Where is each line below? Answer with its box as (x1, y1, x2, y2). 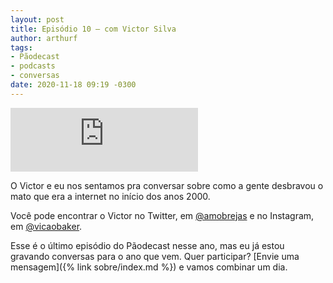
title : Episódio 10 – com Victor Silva (10, 24, 177, 34)
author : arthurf (10, 33, 78, 43)
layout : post (10, 14, 65, 25)
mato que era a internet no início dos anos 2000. (10, 190, 211, 202)
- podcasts (10, 61, 56, 71)
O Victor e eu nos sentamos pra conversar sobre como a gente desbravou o (10, 179, 324, 191)
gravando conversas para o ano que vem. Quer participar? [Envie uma (10, 250, 300, 262)
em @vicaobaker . (10, 220, 83, 232)
